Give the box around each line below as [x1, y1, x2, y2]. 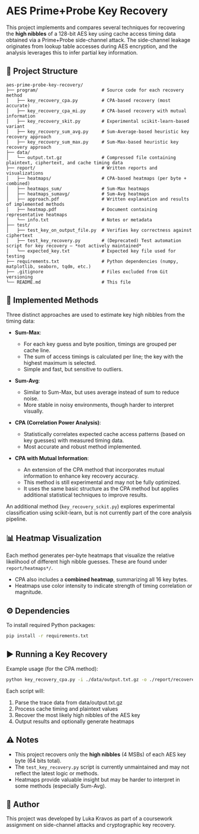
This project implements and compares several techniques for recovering [6, 24, 185, 31]
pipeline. [6, 515, 27, 523]
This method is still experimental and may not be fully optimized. [23, 479, 181, 486]
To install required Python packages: [6, 622, 96, 629]
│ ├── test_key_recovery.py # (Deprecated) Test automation [6, 237, 182, 244]
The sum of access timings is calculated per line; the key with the [23, 353, 184, 360]
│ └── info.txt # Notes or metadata [6, 217, 152, 223]
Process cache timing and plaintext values [14, 705, 118, 712]
